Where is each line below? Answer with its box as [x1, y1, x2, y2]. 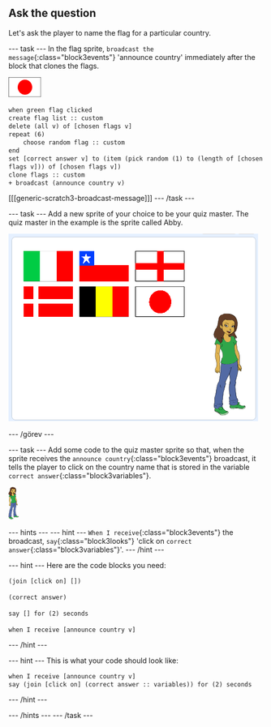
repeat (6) [8, 130, 45, 139]
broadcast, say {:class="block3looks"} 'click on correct [8, 536, 192, 545]
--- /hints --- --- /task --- [8, 710, 93, 720]
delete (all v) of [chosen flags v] [8, 122, 132, 130]
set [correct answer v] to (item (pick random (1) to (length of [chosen [8, 154, 264, 163]
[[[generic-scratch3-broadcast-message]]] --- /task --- [8, 193, 195, 203]
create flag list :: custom [8, 113, 104, 122]
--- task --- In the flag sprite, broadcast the [8, 44, 154, 53]
